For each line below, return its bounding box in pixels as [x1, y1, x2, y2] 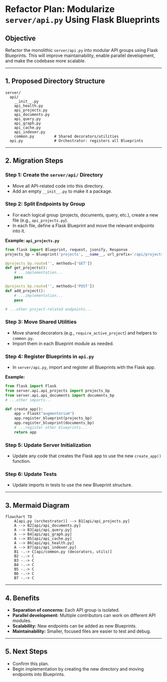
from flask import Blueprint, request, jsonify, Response [5, 247, 128, 252]
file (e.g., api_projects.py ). [12, 217, 69, 223]
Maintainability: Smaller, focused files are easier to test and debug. [12, 628, 151, 634]
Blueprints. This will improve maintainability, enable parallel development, [5, 52, 155, 58]
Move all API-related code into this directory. [12, 183, 104, 189]
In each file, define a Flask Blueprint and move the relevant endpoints [12, 222, 155, 228]
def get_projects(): [5, 266, 48, 271]
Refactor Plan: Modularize [5, 3, 115, 15]
